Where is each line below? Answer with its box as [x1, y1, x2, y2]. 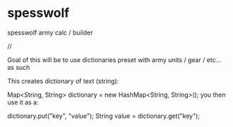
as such [7, 63, 30, 71]
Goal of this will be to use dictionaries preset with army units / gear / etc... [7, 55, 222, 64]
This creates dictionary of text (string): [7, 76, 120, 85]
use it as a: [7, 97, 39, 107]
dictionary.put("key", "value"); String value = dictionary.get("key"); [7, 111, 201, 120]
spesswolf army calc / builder [7, 28, 94, 37]
